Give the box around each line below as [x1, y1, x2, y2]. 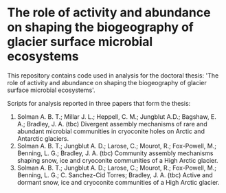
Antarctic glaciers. [16, 134, 69, 142]
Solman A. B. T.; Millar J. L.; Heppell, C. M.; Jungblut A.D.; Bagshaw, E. [16, 112, 216, 121]
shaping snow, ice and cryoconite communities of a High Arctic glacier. [16, 156, 218, 164]
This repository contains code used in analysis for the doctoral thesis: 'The [7, 71, 219, 80]
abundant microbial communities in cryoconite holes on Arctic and [16, 127, 205, 135]
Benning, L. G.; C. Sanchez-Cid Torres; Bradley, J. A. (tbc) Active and [16, 170, 213, 179]
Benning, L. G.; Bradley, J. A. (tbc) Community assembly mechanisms [16, 149, 214, 157]
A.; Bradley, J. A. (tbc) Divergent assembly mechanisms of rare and [16, 120, 207, 128]
